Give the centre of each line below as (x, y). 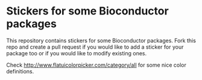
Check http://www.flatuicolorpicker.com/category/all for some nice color (96, 65)
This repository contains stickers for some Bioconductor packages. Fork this (101, 40)
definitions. (20, 71)
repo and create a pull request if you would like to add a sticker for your (95, 47)
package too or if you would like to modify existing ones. (76, 53)
